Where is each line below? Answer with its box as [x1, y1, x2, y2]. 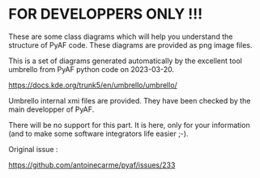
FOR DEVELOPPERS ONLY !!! [8, 5, 203, 23]
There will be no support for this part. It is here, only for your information [8, 120, 250, 129]
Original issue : [8, 144, 58, 154]
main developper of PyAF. [8, 104, 95, 114]
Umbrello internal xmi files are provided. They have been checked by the [8, 95, 251, 105]
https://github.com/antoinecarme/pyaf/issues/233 [8, 159, 176, 170]
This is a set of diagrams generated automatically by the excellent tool [8, 56, 243, 66]
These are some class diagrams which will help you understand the [8, 32, 233, 41]
